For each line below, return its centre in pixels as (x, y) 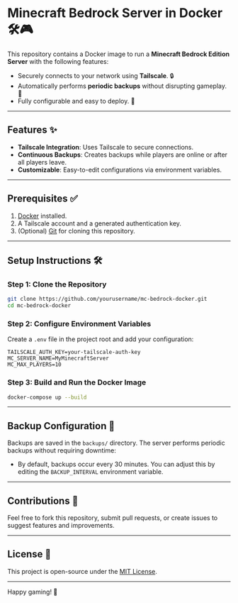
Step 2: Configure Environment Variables (79, 323)
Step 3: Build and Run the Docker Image (77, 382)
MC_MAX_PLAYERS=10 (34, 365)
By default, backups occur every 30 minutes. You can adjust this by (116, 464)
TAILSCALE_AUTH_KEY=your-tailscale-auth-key (74, 353)
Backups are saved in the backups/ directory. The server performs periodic (116, 443)
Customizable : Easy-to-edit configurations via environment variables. (119, 170)
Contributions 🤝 (43, 500)
